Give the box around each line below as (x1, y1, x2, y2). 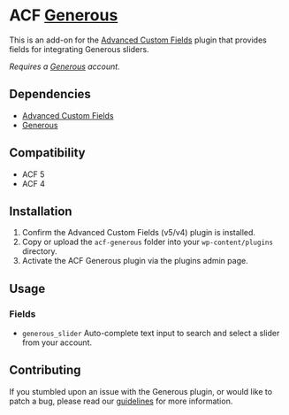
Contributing (9, 363, 81, 378)
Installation (9, 204, 72, 219)
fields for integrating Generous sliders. (9, 43, 149, 54)
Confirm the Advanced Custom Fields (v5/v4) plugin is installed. (21, 227, 256, 238)
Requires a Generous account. (9, 61, 121, 72)
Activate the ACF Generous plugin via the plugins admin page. (21, 256, 249, 266)
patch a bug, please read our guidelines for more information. (9, 396, 233, 406)
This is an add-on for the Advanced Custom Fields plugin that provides (9, 35, 267, 45)
